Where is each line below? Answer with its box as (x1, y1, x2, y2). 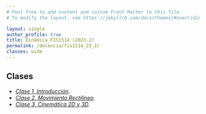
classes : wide (6, 48, 43, 55)
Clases (6, 71, 34, 82)
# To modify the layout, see (6, 15, 81, 21)
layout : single (6, 26, 45, 32)
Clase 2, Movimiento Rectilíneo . (15, 94, 96, 101)
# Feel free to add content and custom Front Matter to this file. (6, 9, 183, 15)
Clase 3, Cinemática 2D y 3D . (15, 101, 91, 108)
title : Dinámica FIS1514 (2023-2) (6, 37, 95, 44)
